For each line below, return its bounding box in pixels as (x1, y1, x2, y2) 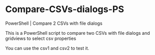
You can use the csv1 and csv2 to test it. (5, 45, 90, 51)
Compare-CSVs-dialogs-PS (5, 4, 124, 15)
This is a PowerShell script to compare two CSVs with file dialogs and (5, 30, 150, 36)
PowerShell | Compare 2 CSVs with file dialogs (5, 20, 103, 26)
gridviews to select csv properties (5, 35, 76, 41)
